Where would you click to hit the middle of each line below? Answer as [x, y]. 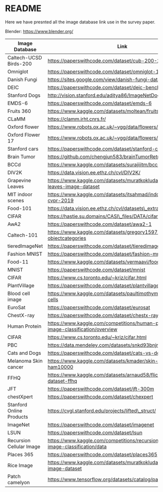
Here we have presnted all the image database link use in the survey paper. [80, 22]
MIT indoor [20, 194]
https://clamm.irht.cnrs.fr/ [77, 119]
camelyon [19, 482]
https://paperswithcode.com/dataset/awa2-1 [100, 224]
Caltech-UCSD [25, 57]
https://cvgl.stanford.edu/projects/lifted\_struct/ [102, 410]
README [23, 9]
